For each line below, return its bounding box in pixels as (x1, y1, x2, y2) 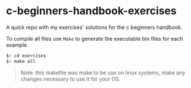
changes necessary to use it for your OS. (20, 75, 121, 82)
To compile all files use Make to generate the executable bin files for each (6, 35, 183, 42)
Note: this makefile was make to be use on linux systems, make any (20, 69, 185, 76)
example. (6, 41, 28, 48)
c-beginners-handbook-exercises (6, 4, 177, 18)
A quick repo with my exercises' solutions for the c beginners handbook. (6, 24, 183, 31)
